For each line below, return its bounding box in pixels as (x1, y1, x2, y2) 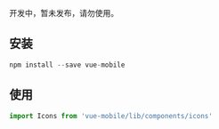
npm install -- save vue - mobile (9, 60, 126, 69)
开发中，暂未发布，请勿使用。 (9, 8, 118, 18)
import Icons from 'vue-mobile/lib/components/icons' (9, 111, 214, 120)
